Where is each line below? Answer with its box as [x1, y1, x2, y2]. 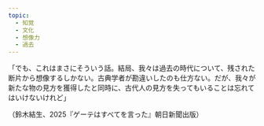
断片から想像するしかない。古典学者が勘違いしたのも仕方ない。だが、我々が [8, 73, 256, 83]
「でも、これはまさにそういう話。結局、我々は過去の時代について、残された [8, 64, 255, 73]
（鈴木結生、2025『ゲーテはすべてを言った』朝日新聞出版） [8, 109, 203, 119]
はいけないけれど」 [8, 93, 71, 102]
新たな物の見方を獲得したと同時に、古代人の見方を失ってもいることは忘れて [8, 83, 255, 93]
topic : [8, 11, 30, 20]
